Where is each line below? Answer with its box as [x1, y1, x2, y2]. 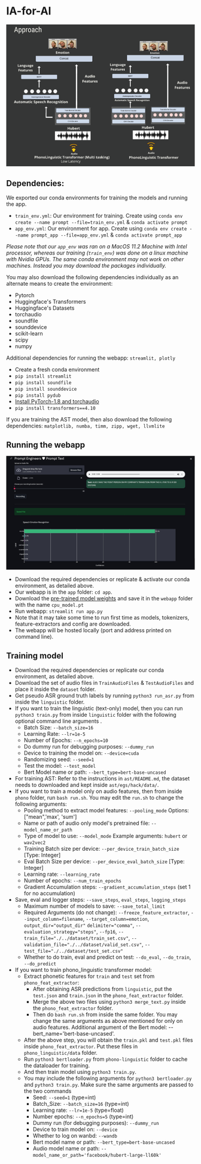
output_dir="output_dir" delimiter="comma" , [23, 921, 135, 929]
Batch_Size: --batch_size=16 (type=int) [32, 1100, 130, 1107]
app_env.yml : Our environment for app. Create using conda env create [14, 225, 187, 232]
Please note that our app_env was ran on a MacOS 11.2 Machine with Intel [6, 243, 187, 250]
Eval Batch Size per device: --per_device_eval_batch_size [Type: [23, 857, 185, 865]
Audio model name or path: [32, 1145, 100, 1152]
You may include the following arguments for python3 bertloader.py [23, 1075, 192, 1082]
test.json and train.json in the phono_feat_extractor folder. [32, 992, 184, 999]
